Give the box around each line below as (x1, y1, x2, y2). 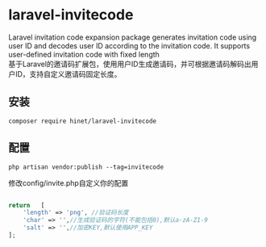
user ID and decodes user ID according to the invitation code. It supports (8, 40, 251, 50)
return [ (8, 201, 45, 209)
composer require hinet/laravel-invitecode (8, 117, 157, 125)
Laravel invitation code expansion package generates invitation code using (8, 32, 257, 42)
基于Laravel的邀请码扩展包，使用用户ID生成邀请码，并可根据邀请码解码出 (8, 59, 251, 69)
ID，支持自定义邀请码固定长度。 (15, 69, 122, 78)
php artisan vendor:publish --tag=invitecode (8, 163, 164, 171)
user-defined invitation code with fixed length (8, 49, 160, 59)
